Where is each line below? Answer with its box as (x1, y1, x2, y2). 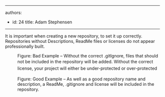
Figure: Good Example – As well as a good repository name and (17, 76, 146, 82)
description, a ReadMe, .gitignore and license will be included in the (17, 81, 155, 87)
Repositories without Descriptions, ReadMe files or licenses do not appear (5, 39, 155, 44)
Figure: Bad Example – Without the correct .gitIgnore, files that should (17, 53, 158, 58)
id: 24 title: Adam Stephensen (12, 19, 73, 25)
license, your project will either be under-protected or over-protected (17, 65, 157, 71)
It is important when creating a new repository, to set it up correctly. (5, 33, 142, 39)
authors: (5, 10, 22, 15)
